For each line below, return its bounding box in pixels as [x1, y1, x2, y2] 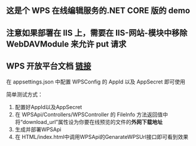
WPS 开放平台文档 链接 [6, 61, 91, 72]
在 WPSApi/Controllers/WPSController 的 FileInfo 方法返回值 [14, 111, 163, 118]
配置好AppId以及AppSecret [14, 103, 82, 110]
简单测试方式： [6, 91, 43, 98]
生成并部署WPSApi [14, 126, 62, 133]
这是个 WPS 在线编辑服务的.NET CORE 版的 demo [6, 5, 190, 16]
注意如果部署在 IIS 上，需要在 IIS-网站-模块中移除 [6, 27, 188, 38]
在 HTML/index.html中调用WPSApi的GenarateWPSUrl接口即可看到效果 [14, 133, 189, 140]
